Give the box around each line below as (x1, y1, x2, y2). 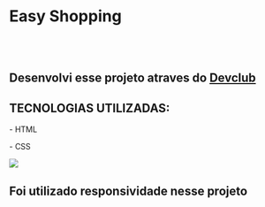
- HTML (9, 124, 38, 134)
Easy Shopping (9, 6, 122, 27)
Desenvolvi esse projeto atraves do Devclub (9, 71, 256, 86)
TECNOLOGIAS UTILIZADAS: (9, 100, 170, 116)
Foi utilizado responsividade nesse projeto (9, 183, 248, 198)
